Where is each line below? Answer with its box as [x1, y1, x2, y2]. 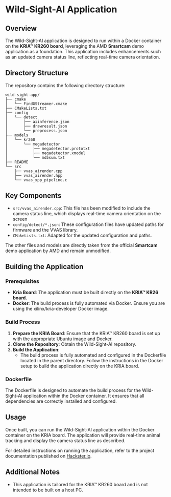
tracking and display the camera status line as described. [5, 437, 126, 444]
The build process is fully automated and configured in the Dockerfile [20, 352, 166, 358]
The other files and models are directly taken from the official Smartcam [5, 242, 158, 248]
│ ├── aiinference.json [5, 119, 70, 124]
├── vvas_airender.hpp [14, 173, 63, 178]
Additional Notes [5, 468, 60, 477]
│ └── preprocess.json [5, 128, 67, 133]
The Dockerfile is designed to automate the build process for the [5, 387, 141, 393]
